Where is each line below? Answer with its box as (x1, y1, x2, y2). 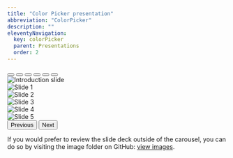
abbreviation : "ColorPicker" (7, 17, 92, 24)
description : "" (7, 23, 54, 30)
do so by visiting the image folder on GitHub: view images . (7, 142, 175, 150)
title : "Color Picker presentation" (7, 10, 114, 17)
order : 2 (13, 49, 39, 56)
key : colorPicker (13, 36, 64, 43)
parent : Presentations (13, 42, 80, 49)
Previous (10, 121, 33, 129)
